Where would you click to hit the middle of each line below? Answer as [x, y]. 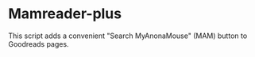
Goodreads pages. [39, 44]
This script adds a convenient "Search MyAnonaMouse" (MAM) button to [128, 36]
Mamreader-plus [65, 14]
